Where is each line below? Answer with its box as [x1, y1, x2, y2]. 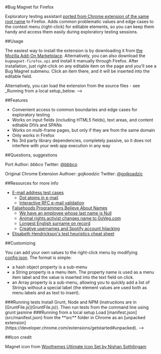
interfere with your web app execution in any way [12, 143, 111, 148]
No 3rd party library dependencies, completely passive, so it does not [12, 138, 151, 143]
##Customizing [5, 240, 36, 246]
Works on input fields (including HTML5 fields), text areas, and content [12, 117, 153, 123]
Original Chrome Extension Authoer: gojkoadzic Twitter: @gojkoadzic [5, 171, 143, 176]
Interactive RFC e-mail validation [19, 200, 85, 205]
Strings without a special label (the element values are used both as [12, 285, 147, 290]
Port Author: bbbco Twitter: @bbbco [5, 162, 77, 167]
